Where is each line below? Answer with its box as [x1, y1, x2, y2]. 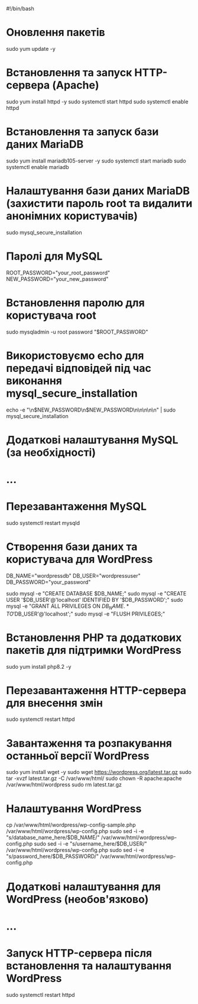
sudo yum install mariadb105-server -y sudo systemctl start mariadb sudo [6, 157, 186, 164]
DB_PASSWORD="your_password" [6, 578, 91, 585]
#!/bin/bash [6, 5, 34, 12]
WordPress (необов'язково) [6, 892, 149, 906]
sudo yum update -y [6, 45, 56, 52]
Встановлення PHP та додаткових [6, 631, 182, 644]
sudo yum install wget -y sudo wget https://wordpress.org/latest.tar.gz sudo [6, 769, 192, 776]
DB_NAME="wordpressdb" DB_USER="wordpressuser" [6, 572, 141, 579]
